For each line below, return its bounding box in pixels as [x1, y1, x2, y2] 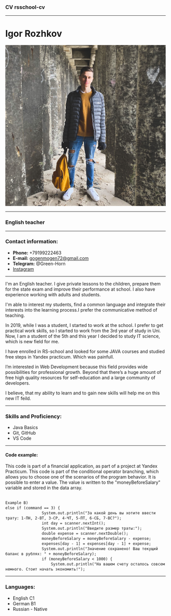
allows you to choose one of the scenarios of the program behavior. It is [5, 474, 156, 480]
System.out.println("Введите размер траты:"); [41, 526, 142, 531]
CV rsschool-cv [5, 4, 45, 11]
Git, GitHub [12, 430, 36, 436]
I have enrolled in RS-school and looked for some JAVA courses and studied [5, 348, 165, 354]
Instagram [12, 266, 34, 272]
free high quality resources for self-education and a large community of [5, 374, 156, 381]
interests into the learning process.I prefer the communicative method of [5, 306, 158, 313]
